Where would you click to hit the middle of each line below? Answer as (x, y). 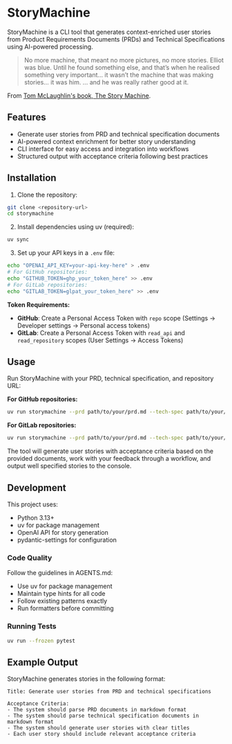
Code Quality (30, 558)
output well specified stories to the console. (69, 466)
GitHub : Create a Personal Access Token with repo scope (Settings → (116, 318)
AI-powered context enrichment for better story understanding (106, 141)
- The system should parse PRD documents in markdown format (97, 710)
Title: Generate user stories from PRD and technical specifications (109, 692)
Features (27, 117)
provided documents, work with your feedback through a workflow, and (109, 459)
